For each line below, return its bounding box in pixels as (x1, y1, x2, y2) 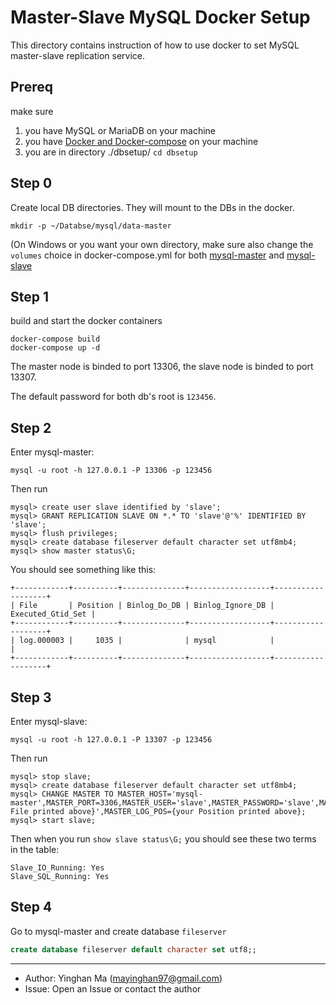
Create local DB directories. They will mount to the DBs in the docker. (10, 201, 295, 213)
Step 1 (10, 288, 50, 305)
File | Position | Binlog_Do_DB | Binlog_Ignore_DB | (19, 601, 275, 611)
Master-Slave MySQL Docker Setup (10, 6, 311, 29)
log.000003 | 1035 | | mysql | (19, 636, 275, 646)
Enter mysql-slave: (10, 716, 88, 727)
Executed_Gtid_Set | (10, 609, 97, 620)
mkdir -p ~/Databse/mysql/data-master (10, 221, 172, 231)
